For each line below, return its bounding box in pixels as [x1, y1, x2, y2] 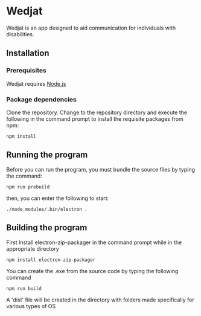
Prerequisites [6, 66, 46, 75]
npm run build [6, 285, 42, 291]
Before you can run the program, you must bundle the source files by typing [6, 166, 195, 173]
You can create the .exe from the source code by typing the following [6, 267, 179, 274]
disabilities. [6, 30, 34, 37]
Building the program [6, 222, 88, 233]
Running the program [6, 150, 88, 160]
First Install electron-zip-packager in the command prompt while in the [6, 239, 182, 246]
